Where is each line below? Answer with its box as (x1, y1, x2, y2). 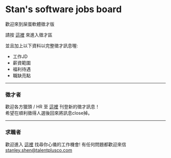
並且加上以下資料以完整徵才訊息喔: (5, 42, 78, 49)
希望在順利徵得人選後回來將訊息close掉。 (5, 110, 93, 116)
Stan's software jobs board (5, 4, 122, 15)
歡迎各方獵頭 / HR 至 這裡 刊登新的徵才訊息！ (5, 104, 100, 110)
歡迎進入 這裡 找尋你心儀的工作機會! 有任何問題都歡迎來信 (5, 141, 126, 147)
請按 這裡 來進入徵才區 (5, 31, 52, 38)
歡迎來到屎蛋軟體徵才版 (5, 21, 54, 27)
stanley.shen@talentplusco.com (5, 147, 72, 153)
